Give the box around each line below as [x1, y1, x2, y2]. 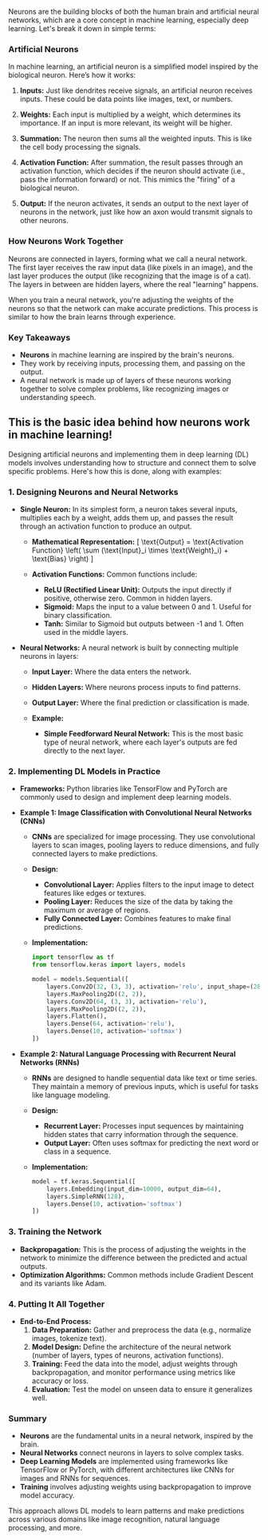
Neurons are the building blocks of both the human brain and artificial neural [8, 7, 259, 16]
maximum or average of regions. [43, 905, 151, 915]
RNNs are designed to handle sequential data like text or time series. [31, 1073, 258, 1083]
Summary [8, 1413, 48, 1424]
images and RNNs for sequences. [19, 1474, 131, 1483]
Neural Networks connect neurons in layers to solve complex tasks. [19, 1448, 244, 1458]
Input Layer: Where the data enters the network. [31, 667, 191, 676]
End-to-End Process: [19, 1316, 92, 1326]
